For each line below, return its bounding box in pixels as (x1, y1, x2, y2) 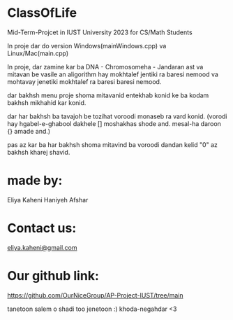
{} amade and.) (7, 127, 51, 135)
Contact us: (7, 221, 77, 236)
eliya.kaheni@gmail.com (7, 243, 77, 251)
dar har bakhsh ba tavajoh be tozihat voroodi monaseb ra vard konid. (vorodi (7, 112, 227, 120)
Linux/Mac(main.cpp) (7, 49, 69, 57)
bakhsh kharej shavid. (7, 148, 70, 156)
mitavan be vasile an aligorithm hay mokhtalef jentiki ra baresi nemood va (7, 70, 218, 78)
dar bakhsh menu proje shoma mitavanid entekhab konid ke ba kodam (7, 91, 209, 99)
